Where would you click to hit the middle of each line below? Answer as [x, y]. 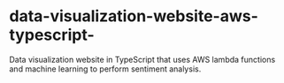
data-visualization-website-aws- [134, 16]
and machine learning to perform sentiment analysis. [105, 69]
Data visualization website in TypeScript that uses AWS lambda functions [142, 59]
